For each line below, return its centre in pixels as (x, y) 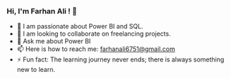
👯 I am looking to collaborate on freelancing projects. (94, 34)
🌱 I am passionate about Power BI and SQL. (80, 27)
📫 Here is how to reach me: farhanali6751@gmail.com (96, 49)
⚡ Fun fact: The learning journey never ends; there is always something (120, 59)
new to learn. (36, 70)
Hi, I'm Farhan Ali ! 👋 (42, 11)
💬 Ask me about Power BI (54, 41)
